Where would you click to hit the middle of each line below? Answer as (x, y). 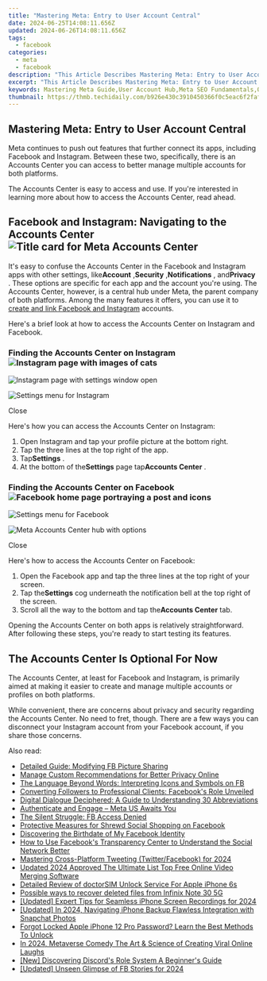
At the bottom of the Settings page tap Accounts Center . (113, 467)
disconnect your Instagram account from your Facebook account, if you (126, 727)
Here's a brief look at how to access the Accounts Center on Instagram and (132, 323)
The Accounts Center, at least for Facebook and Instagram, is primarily (124, 678)
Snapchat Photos (48, 918)
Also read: (25, 751)
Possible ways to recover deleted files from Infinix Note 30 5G (121, 893)
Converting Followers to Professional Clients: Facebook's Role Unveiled (137, 792)
